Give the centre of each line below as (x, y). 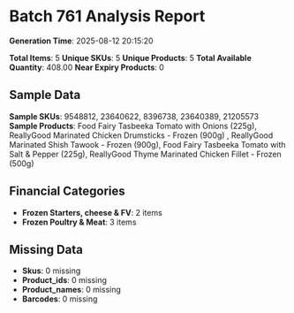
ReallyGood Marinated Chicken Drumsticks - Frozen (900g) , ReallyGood (141, 135)
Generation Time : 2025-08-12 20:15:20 (81, 41)
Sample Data (45, 95)
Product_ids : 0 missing (64, 280)
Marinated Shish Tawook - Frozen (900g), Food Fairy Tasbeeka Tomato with (147, 144)
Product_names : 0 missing (72, 290)
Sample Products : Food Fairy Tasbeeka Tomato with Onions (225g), (133, 126)
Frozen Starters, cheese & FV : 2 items (92, 212)
